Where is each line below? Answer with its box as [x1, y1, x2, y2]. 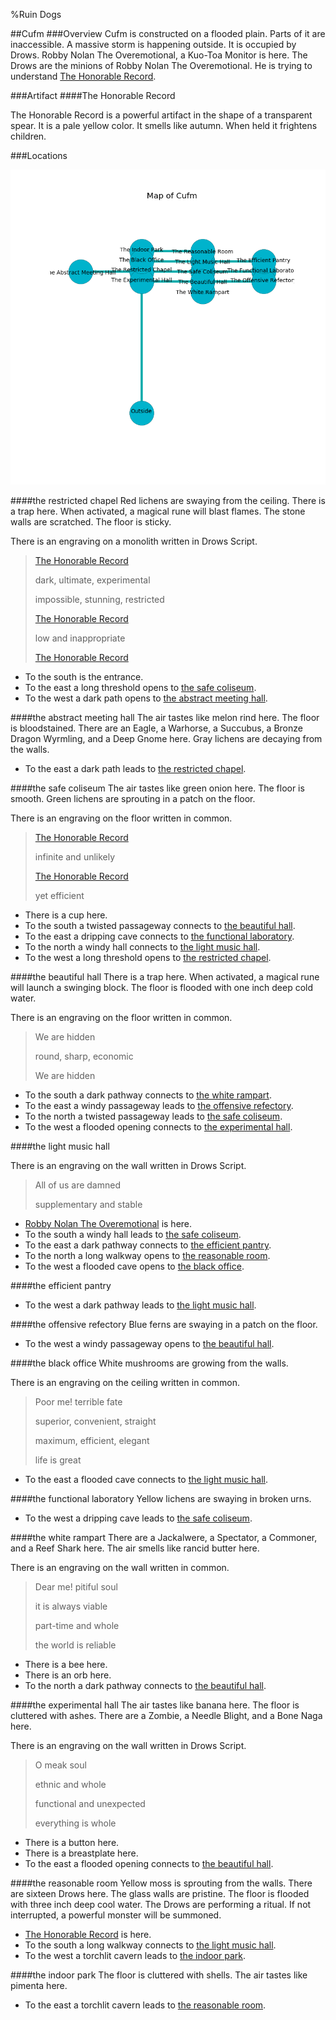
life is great [34, 1454, 82, 1466]
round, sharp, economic [34, 1050, 134, 1062]
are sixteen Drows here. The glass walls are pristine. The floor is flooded [10, 1888, 310, 1899]
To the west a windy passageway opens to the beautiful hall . [24, 1338, 275, 1349]
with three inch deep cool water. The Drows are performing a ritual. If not [10, 1899, 312, 1910]
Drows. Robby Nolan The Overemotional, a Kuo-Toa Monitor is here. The [10, 49, 308, 61]
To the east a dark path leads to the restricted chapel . [24, 763, 247, 774]
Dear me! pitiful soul [34, 1581, 118, 1593]
